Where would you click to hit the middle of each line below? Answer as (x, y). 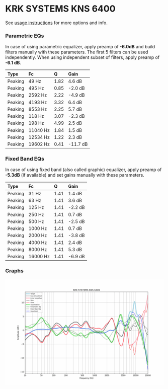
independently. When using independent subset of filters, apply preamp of (82, 57)
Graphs (14, 271)
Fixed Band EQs (25, 159)
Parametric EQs (25, 36)
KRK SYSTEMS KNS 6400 (60, 9)
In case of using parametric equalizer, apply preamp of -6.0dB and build (80, 47)
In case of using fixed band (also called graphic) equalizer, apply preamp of (83, 170)
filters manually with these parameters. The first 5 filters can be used (77, 52)
